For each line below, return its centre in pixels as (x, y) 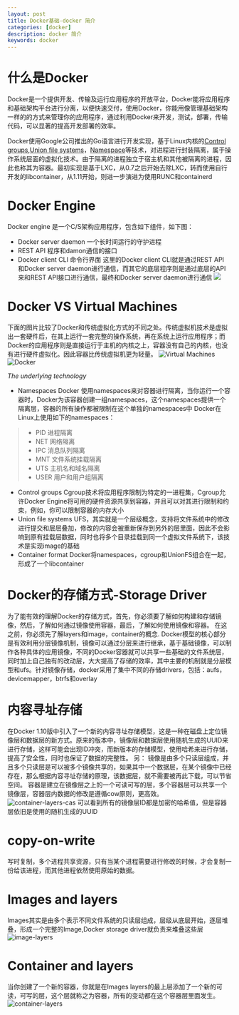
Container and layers (70, 965)
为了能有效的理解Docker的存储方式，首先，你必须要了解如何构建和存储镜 (115, 616)
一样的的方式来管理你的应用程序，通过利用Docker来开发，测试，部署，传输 (118, 117)
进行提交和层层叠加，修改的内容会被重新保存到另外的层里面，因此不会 (121, 528)
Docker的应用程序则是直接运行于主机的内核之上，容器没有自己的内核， (111, 345)
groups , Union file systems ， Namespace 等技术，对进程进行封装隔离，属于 (116, 150)
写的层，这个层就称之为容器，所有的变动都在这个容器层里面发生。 (122, 995)
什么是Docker (48, 78)
